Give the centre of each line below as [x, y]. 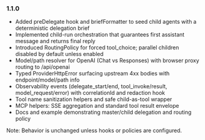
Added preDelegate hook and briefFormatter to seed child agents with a [106, 22]
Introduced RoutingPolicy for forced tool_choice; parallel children [97, 47]
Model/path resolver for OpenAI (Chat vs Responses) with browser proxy [107, 61]
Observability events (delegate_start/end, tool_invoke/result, [91, 86]
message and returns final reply [55, 41]
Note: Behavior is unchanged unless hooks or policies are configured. [94, 131]
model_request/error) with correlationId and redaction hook [90, 93]
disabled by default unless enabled [59, 54]
